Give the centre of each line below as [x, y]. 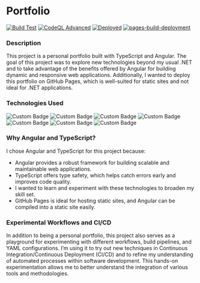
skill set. [25, 194]
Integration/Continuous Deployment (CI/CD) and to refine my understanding [100, 254]
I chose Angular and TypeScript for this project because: [76, 151]
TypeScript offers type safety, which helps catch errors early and [95, 175]
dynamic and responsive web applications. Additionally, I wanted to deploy [98, 75]
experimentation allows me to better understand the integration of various [97, 267]
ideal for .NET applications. [40, 88]
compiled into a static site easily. [55, 207]
